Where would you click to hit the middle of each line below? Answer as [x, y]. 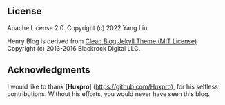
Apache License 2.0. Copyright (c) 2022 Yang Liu [77, 27]
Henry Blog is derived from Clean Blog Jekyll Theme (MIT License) [102, 41]
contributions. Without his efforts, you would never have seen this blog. [109, 94]
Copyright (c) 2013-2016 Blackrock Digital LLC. [74, 48]
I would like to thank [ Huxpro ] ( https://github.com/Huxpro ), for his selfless [113, 86]
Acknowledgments [49, 70]
